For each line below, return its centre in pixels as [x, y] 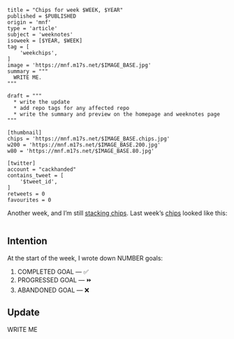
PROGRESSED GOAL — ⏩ [54, 279]
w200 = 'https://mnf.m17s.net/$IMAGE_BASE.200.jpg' [84, 145]
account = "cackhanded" [42, 169]
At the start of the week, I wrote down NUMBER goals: [85, 258]
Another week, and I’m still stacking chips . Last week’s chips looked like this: [117, 213]
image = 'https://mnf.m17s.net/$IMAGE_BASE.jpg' [79, 65]
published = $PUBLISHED [42, 16]
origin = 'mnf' [29, 22]
